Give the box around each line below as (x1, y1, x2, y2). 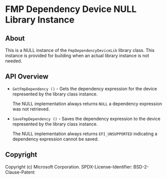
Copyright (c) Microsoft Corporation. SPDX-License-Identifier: (5, 163, 133, 169)
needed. (5, 58, 22, 63)
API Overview (5, 72, 49, 81)
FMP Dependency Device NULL (5, 3, 137, 15)
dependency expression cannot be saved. (12, 136, 99, 142)
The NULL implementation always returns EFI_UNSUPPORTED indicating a (12, 130, 158, 136)
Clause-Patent (5, 169, 35, 175)
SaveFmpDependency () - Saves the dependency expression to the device (12, 115, 161, 121)
